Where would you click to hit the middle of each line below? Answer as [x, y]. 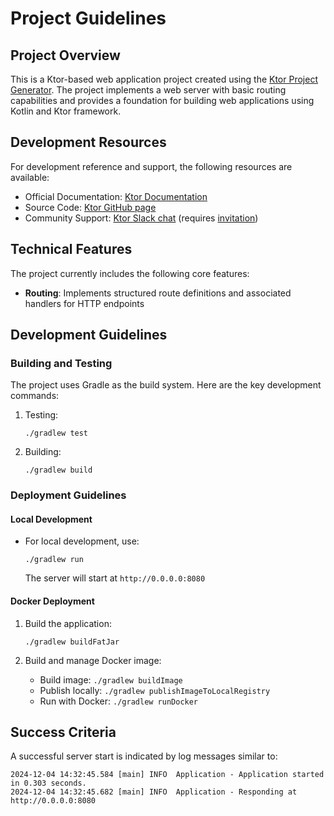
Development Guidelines [89, 335]
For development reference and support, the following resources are [151, 166]
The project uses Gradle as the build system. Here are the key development [166, 385]
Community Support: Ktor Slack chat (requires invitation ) [141, 218]
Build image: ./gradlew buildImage [111, 679]
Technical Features [71, 249]
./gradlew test [56, 433]
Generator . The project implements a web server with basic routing [148, 90]
